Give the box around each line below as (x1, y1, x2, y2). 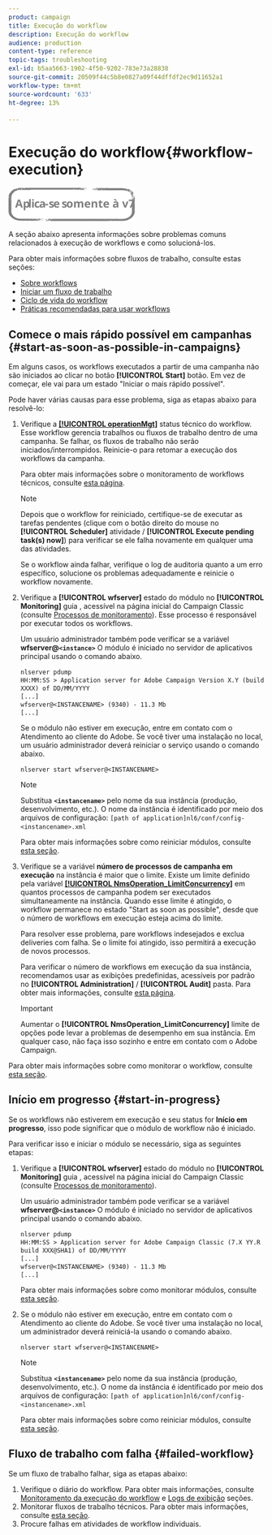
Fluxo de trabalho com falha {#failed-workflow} (8, 1447, 254, 1461)
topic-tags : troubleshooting (8, 56, 107, 64)
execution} (8, 161, 84, 179)
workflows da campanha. (19, 454, 106, 463)
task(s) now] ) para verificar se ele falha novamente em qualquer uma (19, 536, 253, 545)
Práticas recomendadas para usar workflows (19, 304, 171, 314)
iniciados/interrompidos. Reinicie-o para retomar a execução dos (19, 445, 238, 455)
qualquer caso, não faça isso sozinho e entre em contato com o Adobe (19, 1037, 258, 1046)
